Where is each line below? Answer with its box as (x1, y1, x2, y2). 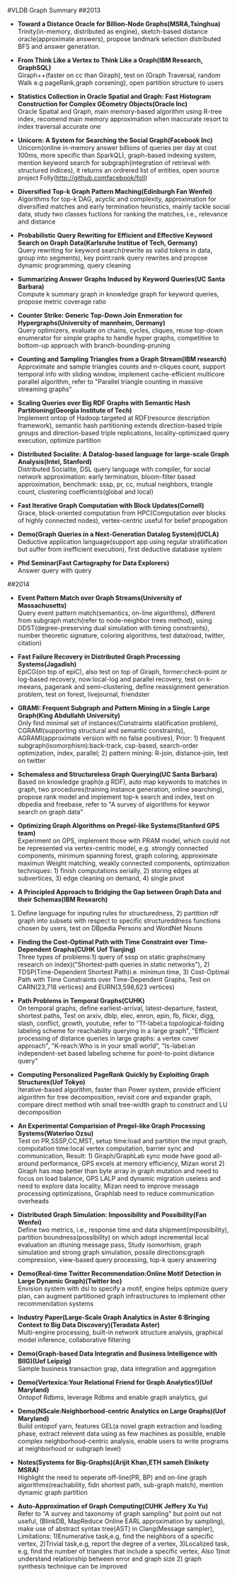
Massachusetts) (17, 601, 67, 609)
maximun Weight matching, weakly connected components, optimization (17, 859, 230, 867)
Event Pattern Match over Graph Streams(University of (17, 594, 183, 602)
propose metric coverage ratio (17, 297, 107, 306)
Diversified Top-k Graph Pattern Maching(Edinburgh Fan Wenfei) (17, 187, 213, 195)
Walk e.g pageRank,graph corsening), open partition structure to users (17, 79, 224, 87)
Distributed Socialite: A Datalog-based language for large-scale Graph (17, 450, 229, 458)
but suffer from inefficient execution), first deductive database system (17, 545, 222, 553)
